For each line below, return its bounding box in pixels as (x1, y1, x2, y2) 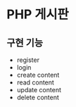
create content (16, 71, 60, 79)
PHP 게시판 (6, 6, 70, 23)
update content (16, 86, 61, 94)
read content (16, 78, 54, 87)
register (16, 56, 40, 64)
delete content (16, 93, 59, 101)
